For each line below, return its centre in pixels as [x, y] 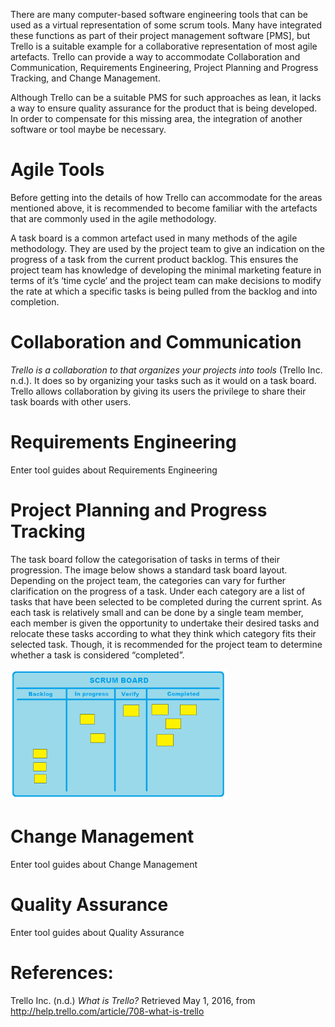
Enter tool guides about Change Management [104, 864]
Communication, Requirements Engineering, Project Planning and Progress [164, 67]
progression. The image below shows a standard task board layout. [149, 570]
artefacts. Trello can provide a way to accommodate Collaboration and [155, 57]
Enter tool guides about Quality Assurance [97, 932]
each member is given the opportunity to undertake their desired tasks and [165, 623]
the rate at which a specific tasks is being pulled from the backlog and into [164, 291]
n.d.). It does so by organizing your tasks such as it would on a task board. [163, 380]
